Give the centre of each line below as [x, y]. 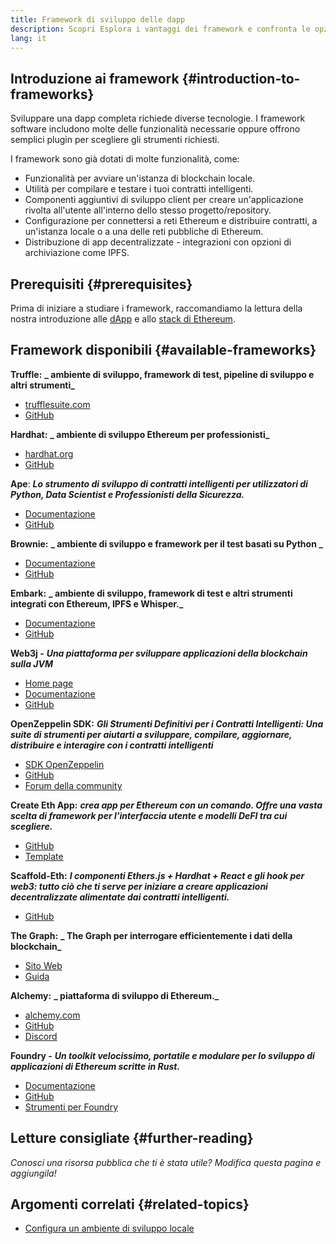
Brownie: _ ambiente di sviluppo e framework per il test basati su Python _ [166, 543]
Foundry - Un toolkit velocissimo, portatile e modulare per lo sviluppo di [162, 1055]
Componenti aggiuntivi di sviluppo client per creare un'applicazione [164, 200]
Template [44, 856]
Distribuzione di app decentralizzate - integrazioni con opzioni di [158, 242]
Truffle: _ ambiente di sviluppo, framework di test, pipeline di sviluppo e [162, 374]
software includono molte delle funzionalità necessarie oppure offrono [155, 129]
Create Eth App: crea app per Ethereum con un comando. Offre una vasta [166, 805]
